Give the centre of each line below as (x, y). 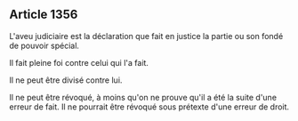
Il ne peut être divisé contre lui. (66, 80)
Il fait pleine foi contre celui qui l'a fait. (79, 62)
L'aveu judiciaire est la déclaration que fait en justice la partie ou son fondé (146, 36)
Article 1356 (44, 15)
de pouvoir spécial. (44, 45)
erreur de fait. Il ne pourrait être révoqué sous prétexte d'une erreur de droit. (149, 107)
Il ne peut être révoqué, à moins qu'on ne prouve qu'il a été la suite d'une (143, 97)
